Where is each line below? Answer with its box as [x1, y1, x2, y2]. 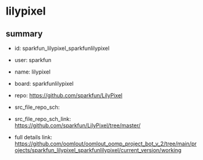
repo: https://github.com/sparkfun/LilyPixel [14, 92, 123, 99]
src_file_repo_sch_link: [14, 116, 71, 122]
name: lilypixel [14, 68, 51, 75]
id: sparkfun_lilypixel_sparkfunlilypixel [14, 44, 110, 52]
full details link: [14, 134, 53, 141]
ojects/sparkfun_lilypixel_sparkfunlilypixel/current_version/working [14, 147, 182, 153]
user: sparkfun [14, 57, 52, 63]
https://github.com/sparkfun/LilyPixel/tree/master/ [14, 122, 141, 129]
